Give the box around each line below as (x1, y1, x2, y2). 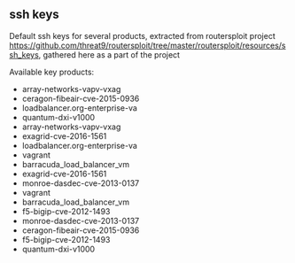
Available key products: (9, 66, 95, 77)
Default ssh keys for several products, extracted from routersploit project (9, 30, 276, 41)
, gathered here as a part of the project (38, 49, 180, 60)
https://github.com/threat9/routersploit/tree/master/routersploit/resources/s (9, 40, 286, 50)
